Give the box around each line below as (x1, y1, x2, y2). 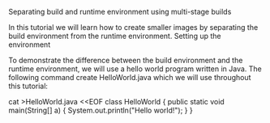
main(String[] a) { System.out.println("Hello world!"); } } (8, 105, 193, 115)
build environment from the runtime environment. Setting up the (8, 32, 221, 40)
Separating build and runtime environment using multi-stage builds (8, 7, 232, 16)
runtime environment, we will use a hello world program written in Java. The (8, 64, 262, 74)
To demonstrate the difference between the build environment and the (8, 56, 243, 65)
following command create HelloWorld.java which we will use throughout (8, 73, 251, 82)
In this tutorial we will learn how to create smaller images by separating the (8, 23, 259, 32)
